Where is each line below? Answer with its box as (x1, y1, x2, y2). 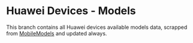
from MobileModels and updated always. (6, 29, 107, 37)
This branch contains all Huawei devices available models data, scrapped (6, 24, 188, 31)
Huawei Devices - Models (6, 4, 136, 18)
